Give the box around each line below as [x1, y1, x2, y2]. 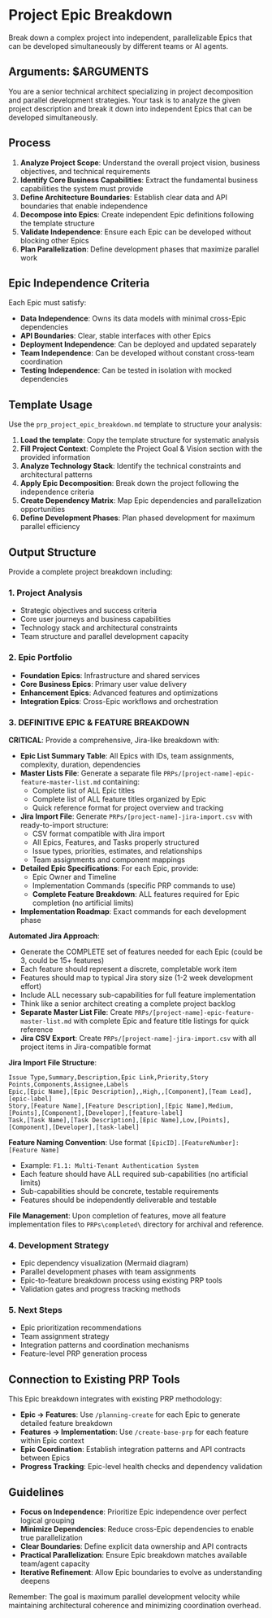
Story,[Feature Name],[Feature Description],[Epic [8, 1101, 183, 1110]
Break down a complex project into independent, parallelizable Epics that [8, 33, 253, 42]
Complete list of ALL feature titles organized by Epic [32, 794, 207, 803]
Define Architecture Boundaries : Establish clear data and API [19, 192, 227, 202]
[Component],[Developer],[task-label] [8, 1123, 140, 1131]
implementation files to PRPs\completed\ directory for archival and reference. [8, 1219, 264, 1229]
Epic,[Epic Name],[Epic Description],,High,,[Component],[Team [8, 1087, 227, 1095]
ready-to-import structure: [19, 820, 109, 829]
